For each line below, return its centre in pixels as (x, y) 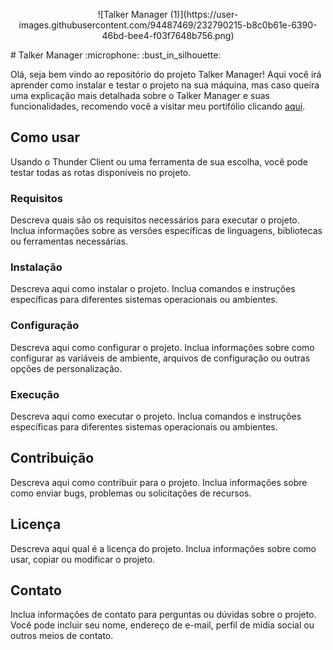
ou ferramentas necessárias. (69, 241)
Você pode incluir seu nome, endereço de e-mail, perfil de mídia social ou (162, 625)
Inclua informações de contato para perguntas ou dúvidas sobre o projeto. (163, 615)
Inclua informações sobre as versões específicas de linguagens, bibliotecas (166, 231)
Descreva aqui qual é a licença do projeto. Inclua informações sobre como (163, 548)
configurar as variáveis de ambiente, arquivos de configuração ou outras (160, 358)
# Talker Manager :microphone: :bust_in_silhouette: (116, 55)
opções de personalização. (66, 368)
